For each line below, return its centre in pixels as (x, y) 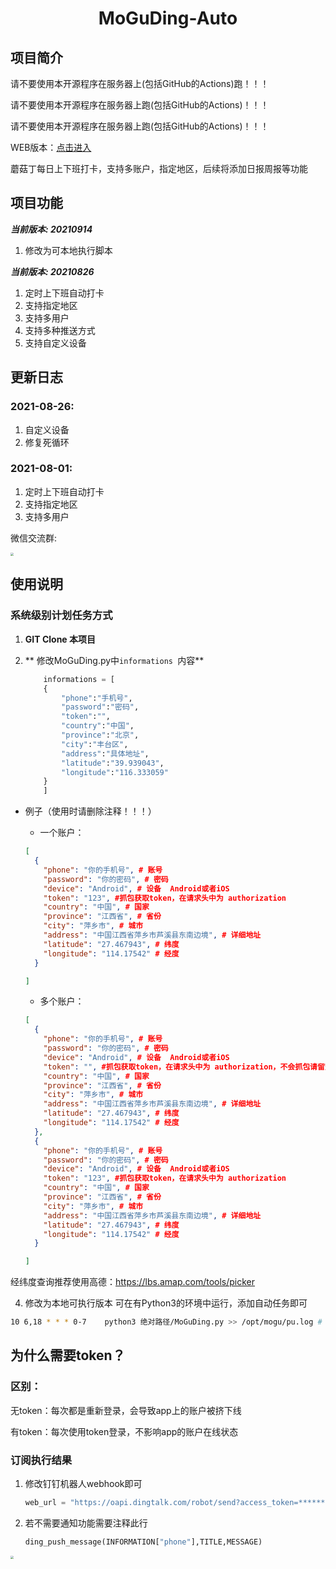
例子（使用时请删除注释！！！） (90, 811)
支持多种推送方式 (60, 330)
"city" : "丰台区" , (95, 744)
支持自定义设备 (55, 343)
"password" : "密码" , (100, 707)
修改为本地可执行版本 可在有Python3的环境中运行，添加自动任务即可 (166, 1303)
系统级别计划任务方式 (61, 615)
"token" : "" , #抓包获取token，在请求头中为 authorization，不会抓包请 (180, 1067)
